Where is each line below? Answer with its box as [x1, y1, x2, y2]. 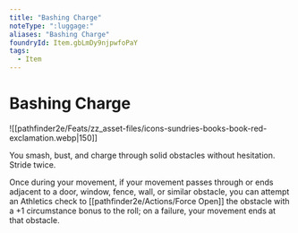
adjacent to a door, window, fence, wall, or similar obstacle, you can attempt [9, 186, 290, 197]
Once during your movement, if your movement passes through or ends [9, 177, 274, 187]
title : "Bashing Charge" [9, 13, 102, 22]
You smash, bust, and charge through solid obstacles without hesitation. [9, 150, 276, 160]
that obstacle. [9, 214, 60, 225]
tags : [9, 47, 30, 56]
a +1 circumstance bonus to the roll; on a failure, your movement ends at [9, 205, 276, 216]
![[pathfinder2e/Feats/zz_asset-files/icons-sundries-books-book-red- [9, 123, 268, 134]
